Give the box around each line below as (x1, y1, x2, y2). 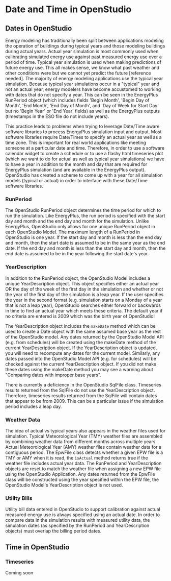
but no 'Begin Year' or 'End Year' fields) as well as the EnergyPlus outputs (5, 108, 160, 114)
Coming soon (5, 569, 34, 575)
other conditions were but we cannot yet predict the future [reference (5, 70, 151, 76)
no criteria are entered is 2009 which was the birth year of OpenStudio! (5, 313, 155, 319)
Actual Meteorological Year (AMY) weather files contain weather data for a (5, 444, 162, 450)
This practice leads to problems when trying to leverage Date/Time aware (5, 124, 160, 129)
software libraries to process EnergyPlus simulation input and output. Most (5, 129, 162, 135)
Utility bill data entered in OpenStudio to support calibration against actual (5, 506, 160, 513)
